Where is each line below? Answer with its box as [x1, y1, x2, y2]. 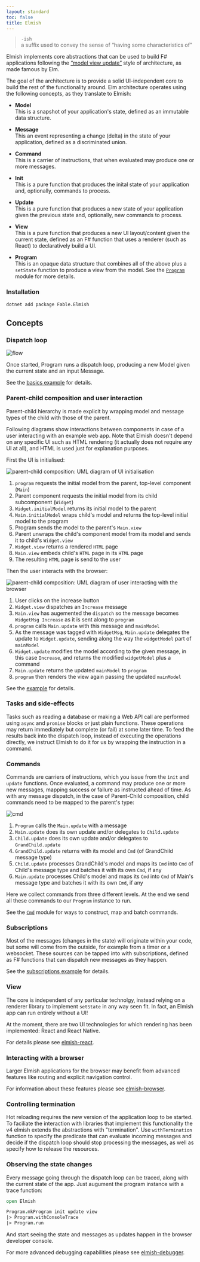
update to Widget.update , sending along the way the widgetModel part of [14, 635, 192, 642]
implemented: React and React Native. [6, 1027, 100, 1034]
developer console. [6, 1237, 54, 1245]
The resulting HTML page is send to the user [14, 556, 121, 563]
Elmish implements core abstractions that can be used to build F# [6, 53, 167, 60]
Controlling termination [6, 1100, 76, 1108]
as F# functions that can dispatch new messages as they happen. [6, 956, 168, 964]
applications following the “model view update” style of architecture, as [6, 59, 182, 66]
